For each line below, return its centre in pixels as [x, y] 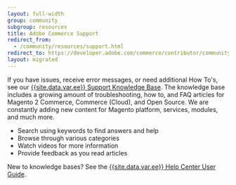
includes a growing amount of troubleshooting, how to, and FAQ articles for [116, 94]
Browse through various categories [68, 138]
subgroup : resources [38, 27]
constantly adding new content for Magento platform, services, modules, [113, 109]
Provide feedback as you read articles [72, 153]
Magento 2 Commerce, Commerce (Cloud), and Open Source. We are [108, 102]
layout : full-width [36, 14]
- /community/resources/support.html [69, 46]
